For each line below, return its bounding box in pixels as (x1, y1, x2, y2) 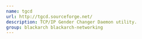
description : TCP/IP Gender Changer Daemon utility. (6, 19, 137, 25)
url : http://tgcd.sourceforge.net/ (6, 14, 93, 19)
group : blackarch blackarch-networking (6, 24, 103, 30)
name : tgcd (6, 8, 33, 14)
